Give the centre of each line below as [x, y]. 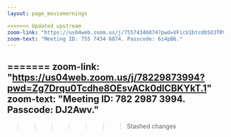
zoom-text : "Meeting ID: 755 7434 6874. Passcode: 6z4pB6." [95, 39]
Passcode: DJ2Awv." [53, 110]
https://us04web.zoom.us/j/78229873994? [109, 77]
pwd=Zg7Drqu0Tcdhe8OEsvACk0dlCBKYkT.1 [107, 88]
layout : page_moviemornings [47, 13]
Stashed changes [152, 126]
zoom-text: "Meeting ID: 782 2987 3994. [96, 99]
